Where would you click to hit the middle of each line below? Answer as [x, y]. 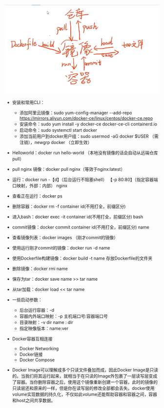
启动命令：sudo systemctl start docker [58, 130]
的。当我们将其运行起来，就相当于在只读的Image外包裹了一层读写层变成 [85, 376]
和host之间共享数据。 [34, 401]
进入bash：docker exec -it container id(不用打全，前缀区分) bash [77, 217]
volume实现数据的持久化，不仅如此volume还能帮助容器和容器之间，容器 [84, 394]
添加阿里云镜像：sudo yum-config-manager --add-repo [76, 113]
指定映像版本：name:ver [44, 328]
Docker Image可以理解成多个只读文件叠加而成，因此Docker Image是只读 [85, 370]
